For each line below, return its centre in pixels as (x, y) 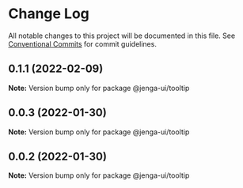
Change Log (49, 14)
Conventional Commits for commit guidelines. (82, 43)
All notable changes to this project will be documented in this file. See (122, 36)
